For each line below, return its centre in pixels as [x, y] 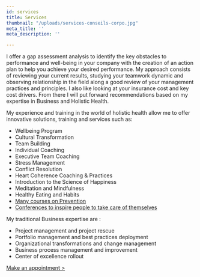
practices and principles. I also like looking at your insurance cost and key [98, 88]
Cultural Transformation [44, 137]
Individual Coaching [40, 150]
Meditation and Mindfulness [50, 188]
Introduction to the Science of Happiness [66, 182]
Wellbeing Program [39, 131]
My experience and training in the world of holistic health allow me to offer [98, 113]
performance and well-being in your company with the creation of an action [100, 63]
